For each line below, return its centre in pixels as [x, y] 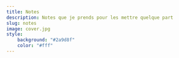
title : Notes [23, 12]
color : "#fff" [35, 46]
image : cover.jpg [28, 29]
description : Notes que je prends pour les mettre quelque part [90, 18]
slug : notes [21, 23]
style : [15, 34]
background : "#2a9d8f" [46, 40]
